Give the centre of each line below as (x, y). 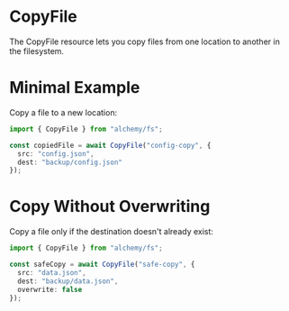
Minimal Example (75, 88)
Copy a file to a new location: (63, 112)
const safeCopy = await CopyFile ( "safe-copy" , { (102, 265)
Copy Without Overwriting (110, 207)
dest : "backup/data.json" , (68, 281)
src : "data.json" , (52, 272)
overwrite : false (50, 289)
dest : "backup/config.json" (70, 162)
